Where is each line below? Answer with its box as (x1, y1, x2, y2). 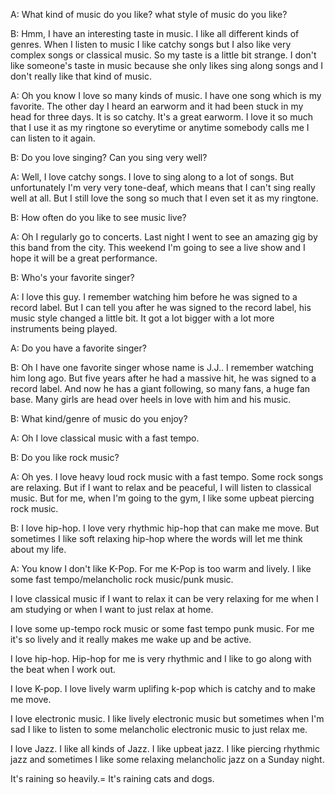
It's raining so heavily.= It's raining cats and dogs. (10, 773, 215, 784)
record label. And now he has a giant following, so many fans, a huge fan (10, 383, 311, 394)
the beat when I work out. (10, 664, 117, 675)
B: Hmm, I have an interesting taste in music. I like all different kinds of (10, 28, 300, 39)
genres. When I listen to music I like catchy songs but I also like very (10, 39, 292, 50)
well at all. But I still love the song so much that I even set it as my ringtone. (10, 192, 319, 204)
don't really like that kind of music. (10, 70, 153, 82)
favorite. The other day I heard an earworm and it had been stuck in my (10, 100, 304, 112)
